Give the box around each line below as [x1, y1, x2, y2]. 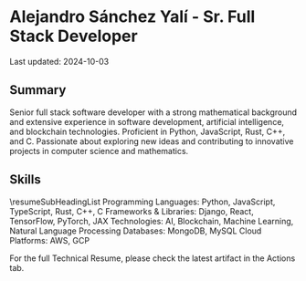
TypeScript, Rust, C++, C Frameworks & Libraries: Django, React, [9, 205, 254, 216]
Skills [9, 172, 41, 188]
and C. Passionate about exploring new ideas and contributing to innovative [9, 135, 294, 147]
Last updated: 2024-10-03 [9, 56, 110, 67]
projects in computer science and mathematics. [9, 145, 189, 156]
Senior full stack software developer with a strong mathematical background [9, 107, 298, 118]
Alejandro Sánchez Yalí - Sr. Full [9, 6, 256, 27]
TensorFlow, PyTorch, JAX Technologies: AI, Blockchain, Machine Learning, [9, 215, 294, 226]
